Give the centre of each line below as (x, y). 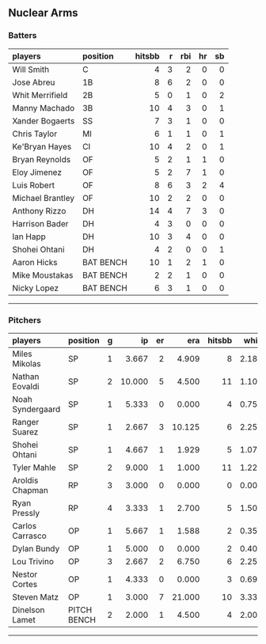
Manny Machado (44, 108)
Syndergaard (36, 409)
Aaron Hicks (35, 262)
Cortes (25, 584)
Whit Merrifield (40, 95)
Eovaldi (26, 386)
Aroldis (25, 480)
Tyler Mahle (34, 468)
